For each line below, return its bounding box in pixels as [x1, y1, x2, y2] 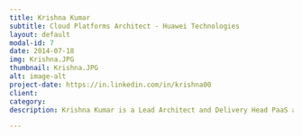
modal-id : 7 [9, 38, 54, 48]
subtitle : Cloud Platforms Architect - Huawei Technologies [9, 22, 241, 31]
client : [9, 88, 39, 97]
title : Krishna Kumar [9, 13, 91, 23]
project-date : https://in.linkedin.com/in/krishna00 [9, 80, 212, 89]
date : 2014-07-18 [9, 47, 75, 56]
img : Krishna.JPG [9, 55, 75, 64]
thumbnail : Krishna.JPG [9, 64, 99, 73]
